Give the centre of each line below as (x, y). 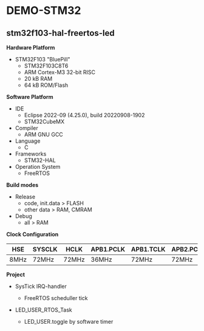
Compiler (26, 128)
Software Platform (30, 97)
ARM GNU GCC (44, 135)
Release (25, 197)
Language (28, 141)
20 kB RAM (38, 79)
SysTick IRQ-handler (41, 286)
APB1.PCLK (108, 249)
